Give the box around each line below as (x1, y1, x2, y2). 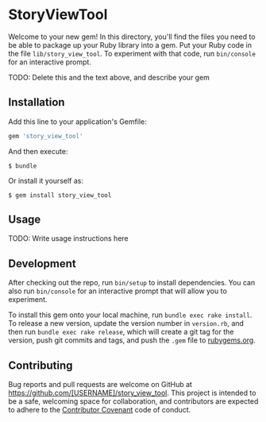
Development (8, 257, 77, 270)
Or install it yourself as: (8, 176, 83, 185)
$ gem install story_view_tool (8, 191, 112, 199)
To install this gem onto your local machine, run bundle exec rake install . (8, 310, 253, 319)
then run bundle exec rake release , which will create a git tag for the (8, 327, 234, 337)
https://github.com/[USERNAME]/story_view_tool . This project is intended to (8, 388, 256, 398)
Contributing (8, 358, 73, 372)
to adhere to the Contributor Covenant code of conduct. (8, 405, 191, 415)
